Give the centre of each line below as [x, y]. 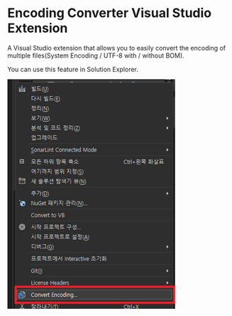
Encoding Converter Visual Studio [110, 13]
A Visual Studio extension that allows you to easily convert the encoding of [116, 48]
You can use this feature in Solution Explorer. [73, 69]
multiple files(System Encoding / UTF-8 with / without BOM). [96, 56]
